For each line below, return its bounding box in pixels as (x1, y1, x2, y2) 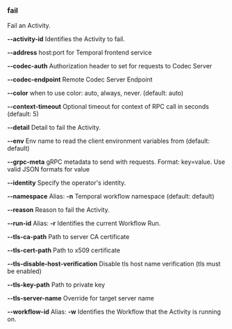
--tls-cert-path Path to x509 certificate (7, 246, 120, 254)
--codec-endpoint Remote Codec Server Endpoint (7, 75, 153, 84)
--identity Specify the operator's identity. (7, 178, 126, 187)
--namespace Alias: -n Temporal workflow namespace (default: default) (7, 192, 215, 201)
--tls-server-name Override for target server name (7, 294, 154, 303)
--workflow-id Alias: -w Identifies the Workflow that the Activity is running (7, 307, 221, 316)
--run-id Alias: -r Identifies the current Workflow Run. (7, 219, 161, 228)
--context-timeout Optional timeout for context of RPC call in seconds (7, 102, 210, 111)
